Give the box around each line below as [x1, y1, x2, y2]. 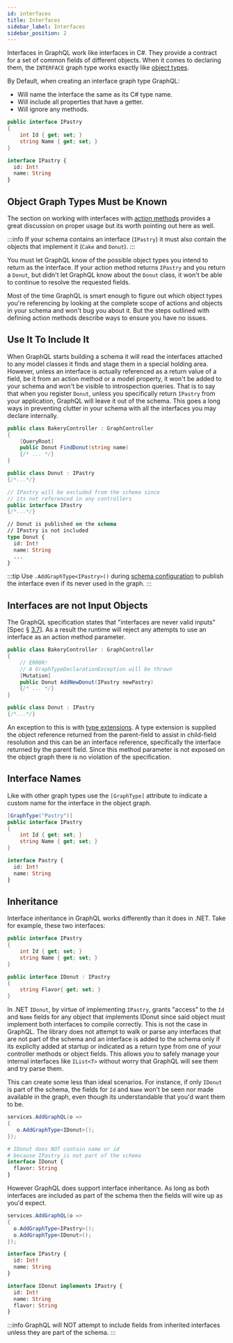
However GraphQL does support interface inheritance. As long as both [7, 1184, 210, 1193]
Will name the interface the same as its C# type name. [17, 90, 172, 99]
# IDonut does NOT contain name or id [7, 1145, 120, 1152]
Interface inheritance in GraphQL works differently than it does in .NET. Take [7, 914, 226, 922]
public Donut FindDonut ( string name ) [19, 444, 129, 451]
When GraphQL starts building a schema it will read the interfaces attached [7, 352, 223, 360]
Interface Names [7, 773, 81, 785]
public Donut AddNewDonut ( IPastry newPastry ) [19, 679, 154, 686]
